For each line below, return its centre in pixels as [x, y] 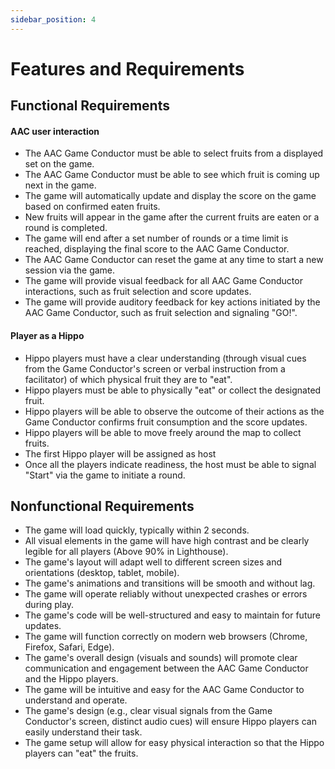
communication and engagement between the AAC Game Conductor [166, 668]
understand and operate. [76, 700]
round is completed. [66, 228]
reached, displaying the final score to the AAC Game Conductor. [157, 249]
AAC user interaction [55, 131]
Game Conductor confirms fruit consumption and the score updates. [166, 422]
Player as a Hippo [47, 335]
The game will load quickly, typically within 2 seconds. [137, 530]
